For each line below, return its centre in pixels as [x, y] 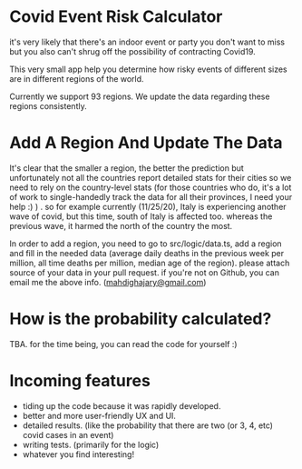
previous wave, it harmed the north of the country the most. [121, 225]
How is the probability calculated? [141, 319]
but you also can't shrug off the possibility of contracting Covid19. [132, 51]
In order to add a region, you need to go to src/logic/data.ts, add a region [146, 244]
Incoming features [80, 381]
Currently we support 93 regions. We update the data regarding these [140, 96]
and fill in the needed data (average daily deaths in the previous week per [147, 253]
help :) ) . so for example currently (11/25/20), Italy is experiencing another [148, 206]
